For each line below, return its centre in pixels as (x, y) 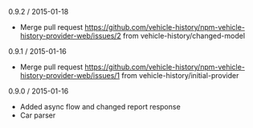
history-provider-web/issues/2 (71, 36)
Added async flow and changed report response (100, 107)
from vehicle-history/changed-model (184, 36)
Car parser (38, 115)
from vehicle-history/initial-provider (180, 75)
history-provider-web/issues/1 (70, 75)
